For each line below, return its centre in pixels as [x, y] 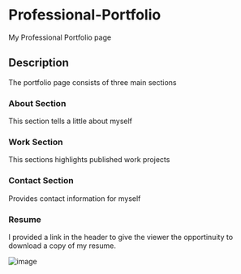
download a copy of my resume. [62, 246]
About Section [37, 103]
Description [39, 63]
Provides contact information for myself [75, 198]
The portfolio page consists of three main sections [93, 82]
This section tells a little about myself [70, 121]
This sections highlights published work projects [89, 160]
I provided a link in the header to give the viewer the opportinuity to [121, 237]
